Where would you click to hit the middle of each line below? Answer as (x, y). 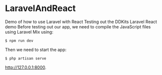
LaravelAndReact (40, 8)
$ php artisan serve (26, 58)
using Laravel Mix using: (29, 32)
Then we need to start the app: (36, 50)
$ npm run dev (19, 41)
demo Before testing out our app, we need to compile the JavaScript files (78, 26)
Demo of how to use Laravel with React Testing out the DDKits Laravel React (81, 22)
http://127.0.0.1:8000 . (26, 67)
